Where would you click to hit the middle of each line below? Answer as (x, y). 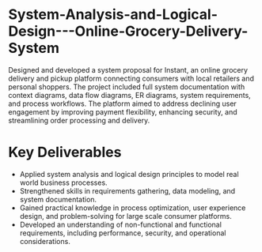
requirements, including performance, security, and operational (123, 233)
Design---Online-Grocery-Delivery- (128, 31)
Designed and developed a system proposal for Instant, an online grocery (128, 70)
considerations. (45, 241)
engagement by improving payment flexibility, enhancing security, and (123, 111)
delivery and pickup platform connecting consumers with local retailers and (131, 78)
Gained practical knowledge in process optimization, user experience (133, 208)
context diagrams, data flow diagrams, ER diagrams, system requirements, (129, 95)
